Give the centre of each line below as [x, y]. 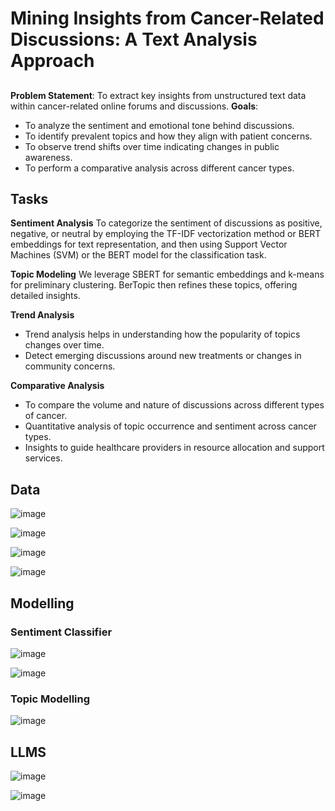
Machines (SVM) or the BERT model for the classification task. [138, 255]
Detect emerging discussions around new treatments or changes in [163, 356]
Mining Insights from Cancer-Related [167, 18]
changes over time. [64, 345]
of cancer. [46, 416]
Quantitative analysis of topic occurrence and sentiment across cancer [170, 426]
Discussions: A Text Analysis [134, 39]
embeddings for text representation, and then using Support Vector [149, 244]
